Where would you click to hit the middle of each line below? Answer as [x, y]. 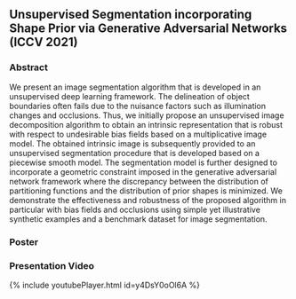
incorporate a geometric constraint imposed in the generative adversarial [143, 171]
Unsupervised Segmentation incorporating [131, 15]
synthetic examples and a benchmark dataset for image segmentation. [139, 219]
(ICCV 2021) [44, 42]
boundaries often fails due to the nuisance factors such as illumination [138, 106]
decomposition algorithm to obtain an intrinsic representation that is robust [146, 124]
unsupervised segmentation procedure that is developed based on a [135, 153]
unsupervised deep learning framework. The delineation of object [130, 96]
